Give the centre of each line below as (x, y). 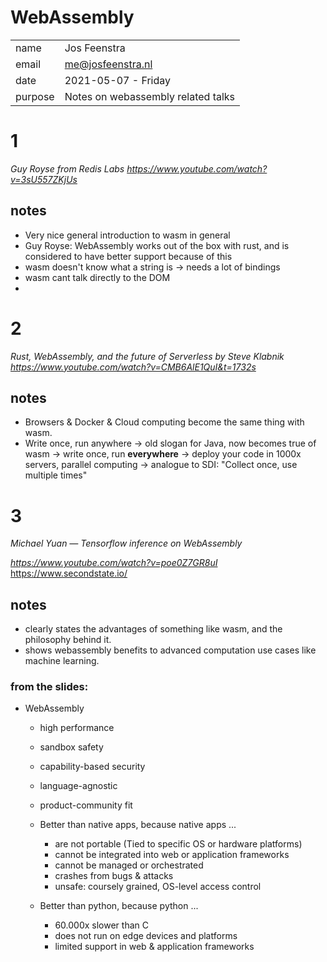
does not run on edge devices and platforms (146, 936)
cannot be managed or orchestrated (129, 865)
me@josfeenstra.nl (108, 64)
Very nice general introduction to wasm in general (127, 235)
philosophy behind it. (68, 640)
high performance (77, 728)
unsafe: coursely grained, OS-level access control (158, 887)
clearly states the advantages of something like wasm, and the (153, 629)
